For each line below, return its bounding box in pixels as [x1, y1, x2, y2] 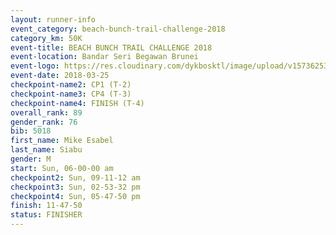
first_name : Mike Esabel [10, 136, 114, 146]
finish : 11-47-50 [10, 201, 83, 211]
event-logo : [10, 61, 60, 71]
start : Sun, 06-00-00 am [10, 163, 114, 173]
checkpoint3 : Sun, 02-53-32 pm [10, 182, 141, 192]
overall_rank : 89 [10, 107, 83, 118]
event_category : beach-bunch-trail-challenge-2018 [10, 24, 226, 34]
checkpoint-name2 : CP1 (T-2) [10, 80, 132, 90]
